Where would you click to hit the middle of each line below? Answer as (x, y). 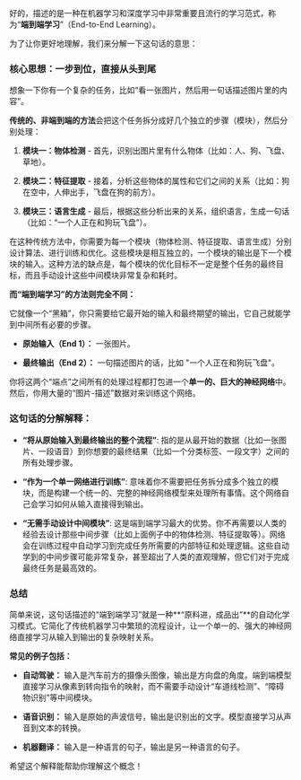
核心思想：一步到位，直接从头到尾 (83, 68)
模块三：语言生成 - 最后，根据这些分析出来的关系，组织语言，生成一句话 (156, 211)
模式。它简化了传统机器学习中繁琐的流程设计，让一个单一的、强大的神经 (150, 626)
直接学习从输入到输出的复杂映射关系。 (87, 636)
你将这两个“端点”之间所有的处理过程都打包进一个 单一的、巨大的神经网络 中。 (150, 382)
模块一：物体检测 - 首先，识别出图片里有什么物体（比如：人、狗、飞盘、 (156, 151)
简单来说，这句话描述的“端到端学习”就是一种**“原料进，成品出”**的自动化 (146, 614)
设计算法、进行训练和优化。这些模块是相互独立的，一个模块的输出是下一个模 (150, 253)
